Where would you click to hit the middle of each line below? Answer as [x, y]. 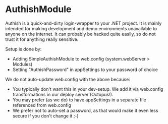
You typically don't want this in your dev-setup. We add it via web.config [88, 89]
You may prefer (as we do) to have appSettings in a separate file [79, 100]
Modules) [22, 64]
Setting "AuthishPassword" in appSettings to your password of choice [85, 70]
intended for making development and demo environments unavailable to [81, 28]
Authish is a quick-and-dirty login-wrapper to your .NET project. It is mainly [83, 23]
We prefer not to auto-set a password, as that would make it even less [85, 110]
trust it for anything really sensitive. [42, 39]
